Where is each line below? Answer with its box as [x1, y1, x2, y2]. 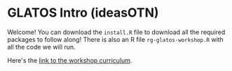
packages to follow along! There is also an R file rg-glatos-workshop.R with [7, 35, 224, 43]
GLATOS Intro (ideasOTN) [7, 5, 159, 21]
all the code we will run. [7, 42, 76, 51]
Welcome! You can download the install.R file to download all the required [7, 28, 226, 36]
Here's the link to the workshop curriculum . [7, 56, 132, 64]
